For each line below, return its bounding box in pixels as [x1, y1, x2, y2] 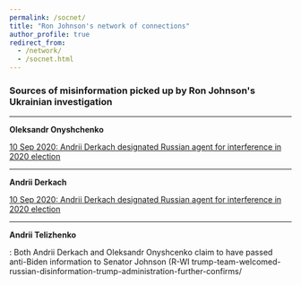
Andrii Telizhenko [9, 229, 77, 240]
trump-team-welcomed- [191, 256, 281, 267]
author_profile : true [9, 30, 90, 39]
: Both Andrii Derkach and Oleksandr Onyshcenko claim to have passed [9, 247, 273, 258]
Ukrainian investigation [9, 95, 113, 108]
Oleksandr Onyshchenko [9, 125, 105, 135]
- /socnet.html [17, 55, 74, 64]
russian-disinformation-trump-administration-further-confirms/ [9, 266, 243, 277]
